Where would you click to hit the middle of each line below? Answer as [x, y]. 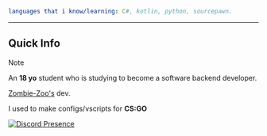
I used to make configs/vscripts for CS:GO [77, 108]
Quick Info [35, 43]
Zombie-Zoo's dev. [39, 93]
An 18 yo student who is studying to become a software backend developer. [133, 77]
